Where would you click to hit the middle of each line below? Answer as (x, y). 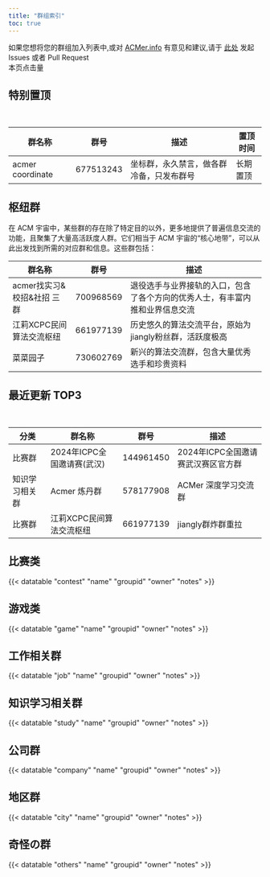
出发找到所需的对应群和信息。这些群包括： (86, 248)
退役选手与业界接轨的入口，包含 (190, 286)
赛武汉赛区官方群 (210, 463)
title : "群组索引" (37, 16)
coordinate (33, 175)
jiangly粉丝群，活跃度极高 (178, 337)
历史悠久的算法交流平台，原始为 (190, 325)
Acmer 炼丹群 (76, 491)
